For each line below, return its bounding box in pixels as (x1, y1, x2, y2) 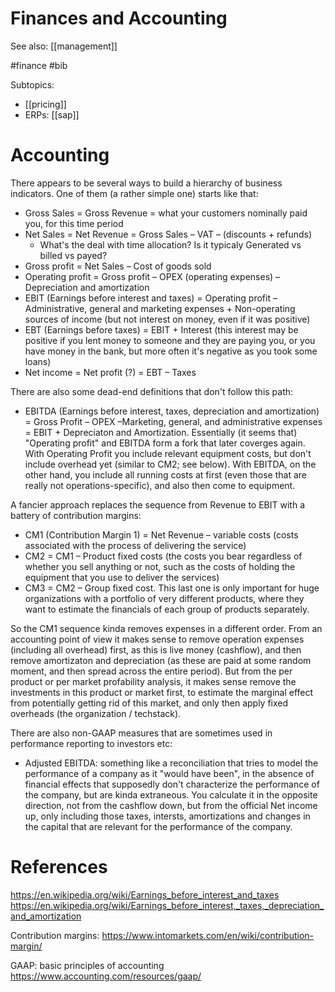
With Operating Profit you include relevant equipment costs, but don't (24, 447, 312, 459)
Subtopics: (10, 78, 55, 91)
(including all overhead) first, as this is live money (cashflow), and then (10, 643, 302, 656)
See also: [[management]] (10, 40, 118, 52)
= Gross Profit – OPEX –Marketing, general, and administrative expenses (24, 415, 323, 427)
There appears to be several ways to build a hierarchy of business (10, 177, 283, 189)
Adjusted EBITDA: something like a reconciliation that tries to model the (24, 757, 319, 769)
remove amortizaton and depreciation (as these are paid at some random (10, 654, 312, 666)
